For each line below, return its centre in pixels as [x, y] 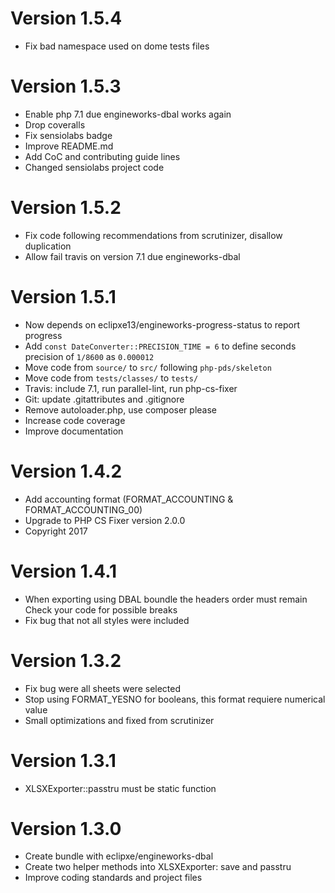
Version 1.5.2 [66, 208]
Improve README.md [69, 146]
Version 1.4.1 [64, 571]
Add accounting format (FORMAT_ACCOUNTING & [129, 499]
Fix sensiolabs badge [68, 135]
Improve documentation [74, 431]
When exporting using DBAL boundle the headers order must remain [166, 599]
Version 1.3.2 [66, 660]
